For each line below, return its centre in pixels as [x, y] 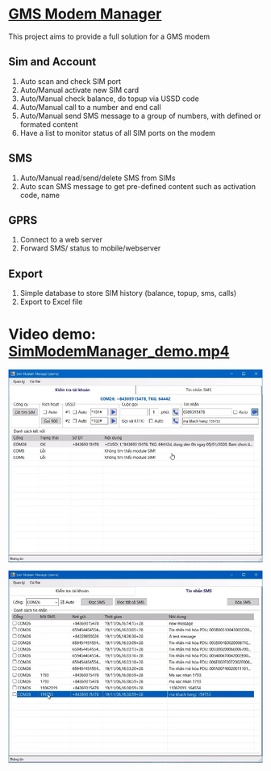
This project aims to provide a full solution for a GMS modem [109, 36]
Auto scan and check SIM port [71, 81]
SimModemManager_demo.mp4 [119, 352]
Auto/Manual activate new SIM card [79, 90]
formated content [49, 124]
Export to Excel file [51, 302]
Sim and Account [52, 62]
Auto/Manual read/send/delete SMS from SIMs [98, 178]
